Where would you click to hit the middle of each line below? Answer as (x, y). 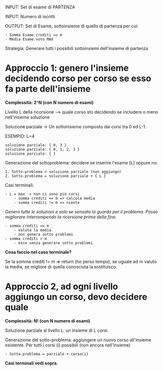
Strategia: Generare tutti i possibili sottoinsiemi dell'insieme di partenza (77, 48)
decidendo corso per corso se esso (78, 79)
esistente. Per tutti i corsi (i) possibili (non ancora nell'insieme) (68, 345)
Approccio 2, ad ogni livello (62, 287)
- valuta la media (33, 230)
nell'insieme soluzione (27, 117)
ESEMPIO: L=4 (20, 136)
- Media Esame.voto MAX (29, 39)
